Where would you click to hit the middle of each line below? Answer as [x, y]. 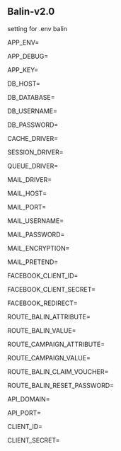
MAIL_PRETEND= [33, 262]
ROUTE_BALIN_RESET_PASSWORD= [61, 385]
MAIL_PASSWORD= [36, 234]
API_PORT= [24, 413]
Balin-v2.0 [31, 12]
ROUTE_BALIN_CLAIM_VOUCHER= [58, 372]
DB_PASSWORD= [33, 125]
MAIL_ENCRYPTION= [39, 248]
